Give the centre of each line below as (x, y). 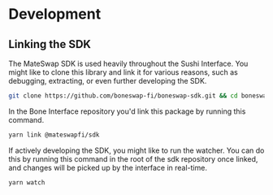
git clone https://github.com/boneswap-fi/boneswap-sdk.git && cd (123, 96)
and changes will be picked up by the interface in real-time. (108, 167)
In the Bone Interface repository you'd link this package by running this (127, 111)
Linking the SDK (50, 44)
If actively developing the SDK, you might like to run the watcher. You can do (136, 150)
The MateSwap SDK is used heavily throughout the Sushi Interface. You (128, 63)
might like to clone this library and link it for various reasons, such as (123, 72)
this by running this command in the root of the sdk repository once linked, (133, 158)
